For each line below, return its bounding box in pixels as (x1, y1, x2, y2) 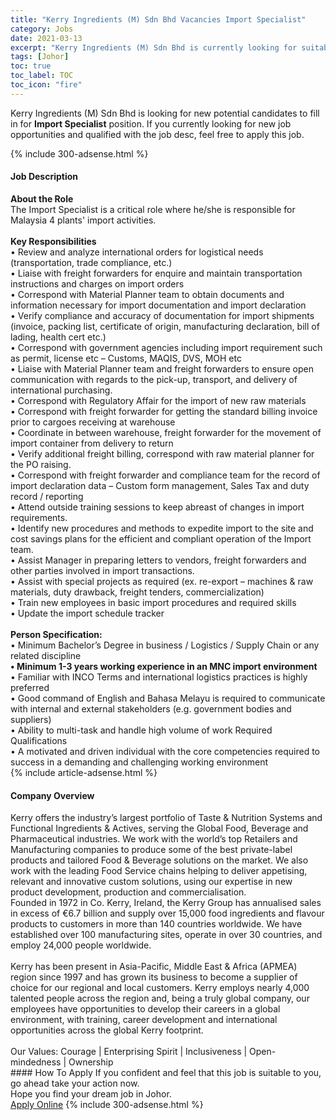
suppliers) (10, 713, 52, 725)
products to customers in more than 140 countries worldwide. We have (10, 918, 303, 930)
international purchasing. (10, 384, 113, 396)
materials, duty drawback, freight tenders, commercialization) (10, 586, 265, 598)
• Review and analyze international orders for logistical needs (10, 246, 264, 258)
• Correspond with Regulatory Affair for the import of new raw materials (10, 394, 307, 406)
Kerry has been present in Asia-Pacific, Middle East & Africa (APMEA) (10, 961, 298, 973)
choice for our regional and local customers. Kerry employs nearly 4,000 (10, 982, 310, 994)
